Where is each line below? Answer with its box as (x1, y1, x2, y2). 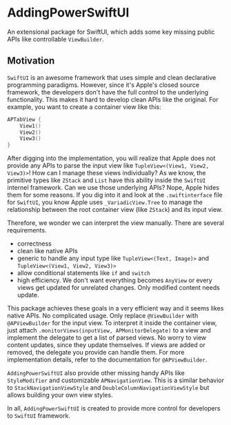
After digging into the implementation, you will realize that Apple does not (7, 154, 216, 163)
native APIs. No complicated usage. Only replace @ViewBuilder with (7, 312, 199, 320)
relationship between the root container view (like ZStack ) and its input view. (7, 206, 223, 214)
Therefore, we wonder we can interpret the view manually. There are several (7, 219, 224, 227)
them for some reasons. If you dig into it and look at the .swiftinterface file (7, 191, 223, 199)
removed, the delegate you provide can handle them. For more (7, 348, 185, 357)
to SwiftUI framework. (7, 412, 71, 420)
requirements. (7, 226, 47, 235)
